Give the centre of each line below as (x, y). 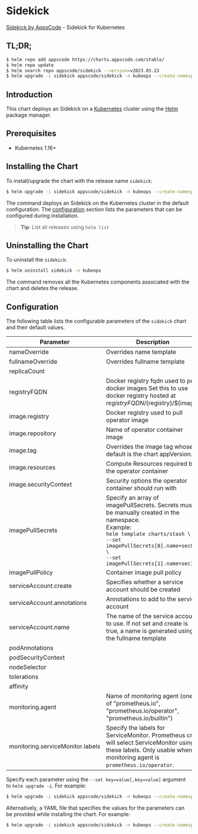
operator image (127, 420)
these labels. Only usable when (149, 750)
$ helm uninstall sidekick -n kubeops (54, 271)
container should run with (141, 488)
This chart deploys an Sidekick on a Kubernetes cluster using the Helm (92, 109)
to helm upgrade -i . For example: (46, 786)
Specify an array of (132, 498)
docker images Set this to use (147, 388)
